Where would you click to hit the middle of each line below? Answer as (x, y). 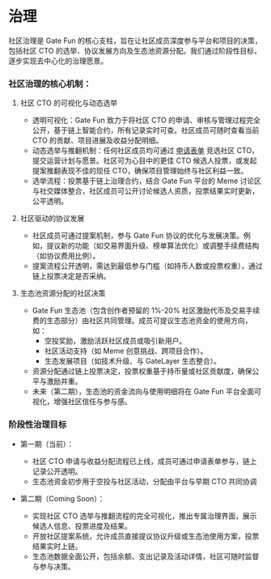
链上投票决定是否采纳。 (71, 276)
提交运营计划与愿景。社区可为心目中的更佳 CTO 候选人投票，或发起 (144, 161)
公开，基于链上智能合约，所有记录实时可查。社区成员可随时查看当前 (146, 130)
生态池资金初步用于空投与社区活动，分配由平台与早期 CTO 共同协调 (144, 481)
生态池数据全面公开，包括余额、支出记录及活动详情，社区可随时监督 (146, 556)
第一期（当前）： (47, 444)
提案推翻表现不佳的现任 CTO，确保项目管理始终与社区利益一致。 (140, 171)
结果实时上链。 (57, 546)
